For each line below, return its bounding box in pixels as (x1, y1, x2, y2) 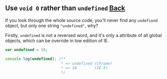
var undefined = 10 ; (5, 47, 48, 52)
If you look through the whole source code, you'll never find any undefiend (5, 17, 158, 23)
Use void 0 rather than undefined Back (5, 4, 126, 12)
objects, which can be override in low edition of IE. (5, 37, 109, 43)
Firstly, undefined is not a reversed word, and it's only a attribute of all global (5, 32, 162, 38)
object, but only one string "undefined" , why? (5, 22, 98, 28)
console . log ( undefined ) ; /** (5, 56, 66, 61)
